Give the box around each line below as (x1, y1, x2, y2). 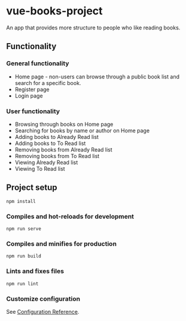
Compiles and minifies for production (6, 240, 117, 248)
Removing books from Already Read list (14, 146, 112, 153)
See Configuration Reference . (6, 308, 80, 315)
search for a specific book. (14, 79, 81, 86)
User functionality (6, 107, 60, 115)
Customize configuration (6, 295, 81, 303)
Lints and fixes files (6, 267, 65, 275)
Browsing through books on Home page (14, 120, 114, 128)
